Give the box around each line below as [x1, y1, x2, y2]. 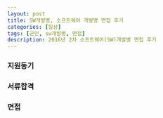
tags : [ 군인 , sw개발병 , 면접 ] [7, 29, 86, 37]
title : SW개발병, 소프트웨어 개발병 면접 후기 [7, 17, 124, 24]
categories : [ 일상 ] [7, 23, 62, 30]
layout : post [7, 10, 46, 18]
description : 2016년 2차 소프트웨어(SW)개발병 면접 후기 [7, 37, 157, 44]
